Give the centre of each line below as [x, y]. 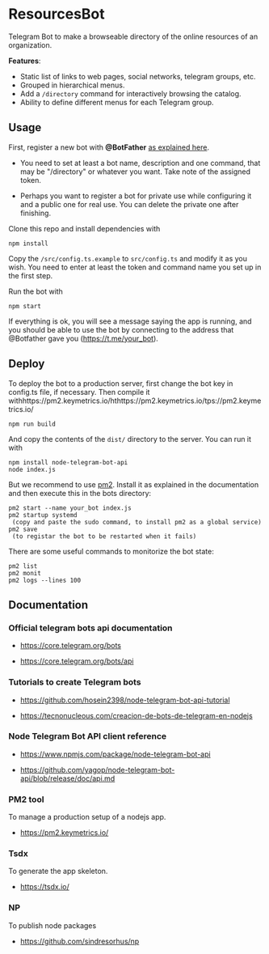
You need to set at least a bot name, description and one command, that [140, 163]
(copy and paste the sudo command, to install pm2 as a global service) [137, 522]
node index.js [32, 469]
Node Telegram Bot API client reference [88, 736]
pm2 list [23, 566]
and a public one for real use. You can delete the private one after [129, 204]
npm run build [32, 424]
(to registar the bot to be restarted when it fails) [104, 536]
